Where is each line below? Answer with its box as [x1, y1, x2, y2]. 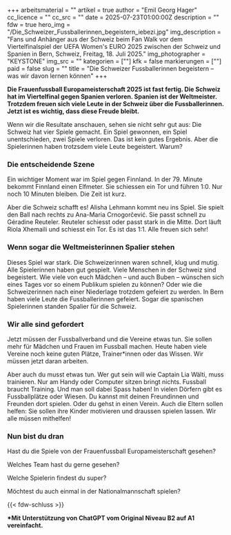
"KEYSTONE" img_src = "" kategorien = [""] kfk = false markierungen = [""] [7, 57, 222, 65]
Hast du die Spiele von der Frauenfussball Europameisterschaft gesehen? [7, 447, 216, 456]
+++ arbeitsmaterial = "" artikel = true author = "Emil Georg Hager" [7, 6, 198, 14]
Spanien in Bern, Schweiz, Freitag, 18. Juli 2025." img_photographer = [7, 50, 206, 58]
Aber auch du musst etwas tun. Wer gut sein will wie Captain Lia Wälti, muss [7, 370, 224, 378]
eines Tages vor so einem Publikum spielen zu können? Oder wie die [7, 280, 202, 288]
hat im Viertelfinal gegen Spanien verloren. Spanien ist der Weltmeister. [7, 92, 217, 101]
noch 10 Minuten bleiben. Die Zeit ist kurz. [7, 190, 127, 199]
